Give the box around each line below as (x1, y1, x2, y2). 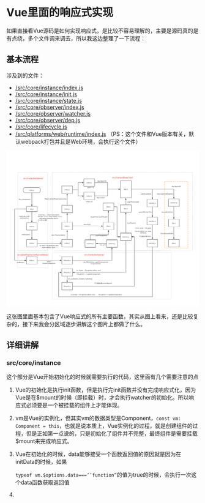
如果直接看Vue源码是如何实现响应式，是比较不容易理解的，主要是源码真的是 (6, 27, 199, 34)
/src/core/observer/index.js (15, 103, 84, 111)
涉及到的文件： (6, 72, 44, 79)
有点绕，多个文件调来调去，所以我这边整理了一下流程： (6, 34, 146, 42)
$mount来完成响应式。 (15, 438, 73, 445)
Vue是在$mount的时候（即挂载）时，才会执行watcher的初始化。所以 (15, 394, 189, 401)
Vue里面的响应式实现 (6, 6, 114, 20)
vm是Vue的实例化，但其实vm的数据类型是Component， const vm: (15, 414, 181, 422)
